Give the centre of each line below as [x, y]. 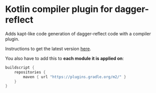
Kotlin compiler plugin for [59, 9]
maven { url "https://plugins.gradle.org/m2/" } [75, 77]
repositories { [30, 72]
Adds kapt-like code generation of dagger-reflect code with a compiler [78, 33]
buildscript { [20, 67]
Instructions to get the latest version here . [48, 48]
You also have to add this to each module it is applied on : [64, 58]
